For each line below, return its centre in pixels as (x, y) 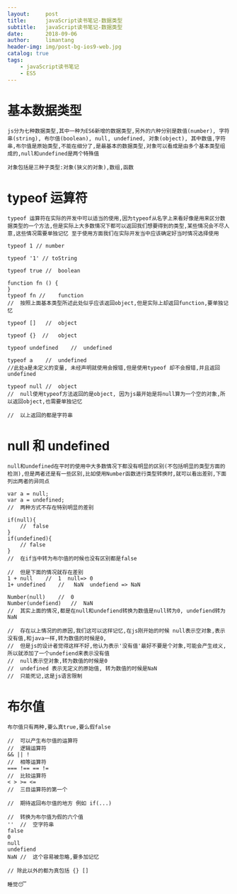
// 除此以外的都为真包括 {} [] (48, 871)
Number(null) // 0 (41, 597)
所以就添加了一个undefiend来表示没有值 (58, 653)
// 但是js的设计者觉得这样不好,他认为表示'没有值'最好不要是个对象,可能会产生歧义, (117, 646)
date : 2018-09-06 (42, 34)
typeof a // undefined (47, 360)
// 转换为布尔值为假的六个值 (45, 817)
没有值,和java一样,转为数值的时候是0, (57, 639)
